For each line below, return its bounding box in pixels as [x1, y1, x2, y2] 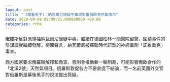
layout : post [5, 7, 33, 13]
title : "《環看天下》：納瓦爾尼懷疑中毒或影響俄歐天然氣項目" [5, 12, 118, 17]
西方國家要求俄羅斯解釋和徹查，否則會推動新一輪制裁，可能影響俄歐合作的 [5, 59, 161, 65]
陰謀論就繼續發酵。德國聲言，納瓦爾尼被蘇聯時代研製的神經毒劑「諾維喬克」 [5, 42, 165, 48]
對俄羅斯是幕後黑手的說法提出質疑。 [5, 71, 81, 78]
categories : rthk [5, 21, 42, 27]
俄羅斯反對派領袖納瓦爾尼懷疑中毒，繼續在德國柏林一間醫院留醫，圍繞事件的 [5, 36, 165, 42]
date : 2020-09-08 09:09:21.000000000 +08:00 [5, 17, 101, 22]
